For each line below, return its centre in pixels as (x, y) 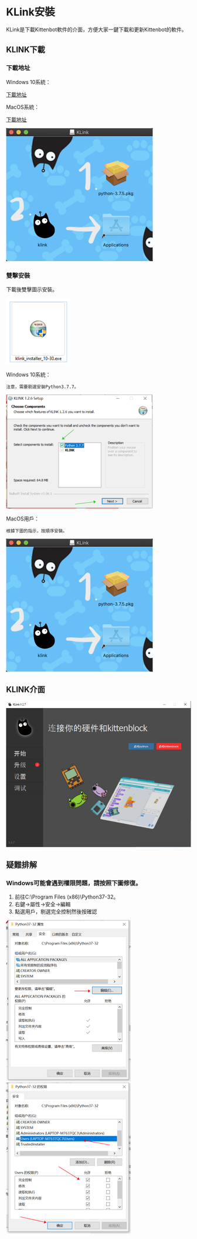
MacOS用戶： (23, 519)
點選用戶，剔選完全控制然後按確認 (56, 911)
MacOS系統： (23, 107)
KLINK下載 (26, 50)
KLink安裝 (31, 12)
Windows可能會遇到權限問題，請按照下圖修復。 (74, 883)
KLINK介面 (26, 689)
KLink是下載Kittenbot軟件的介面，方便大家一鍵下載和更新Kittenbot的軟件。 (96, 29)
